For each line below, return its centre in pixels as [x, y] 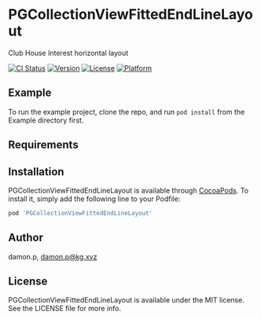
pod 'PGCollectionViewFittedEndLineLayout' [81, 213]
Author [26, 238]
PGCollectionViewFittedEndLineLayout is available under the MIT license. [127, 300]
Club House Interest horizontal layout [68, 53]
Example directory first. [46, 120]
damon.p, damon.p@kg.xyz [53, 256]
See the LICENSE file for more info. [65, 309]
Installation [36, 172]
